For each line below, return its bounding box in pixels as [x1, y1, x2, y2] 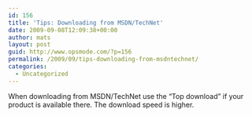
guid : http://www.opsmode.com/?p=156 [8, 48, 132, 56]
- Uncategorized [15, 70, 69, 78]
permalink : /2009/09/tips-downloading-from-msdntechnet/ [8, 56, 199, 64]
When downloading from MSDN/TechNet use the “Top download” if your [8, 91, 244, 101]
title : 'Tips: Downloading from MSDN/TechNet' [8, 19, 164, 27]
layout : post [8, 41, 51, 49]
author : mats [8, 33, 51, 42]
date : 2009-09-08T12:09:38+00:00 [8, 26, 118, 34]
